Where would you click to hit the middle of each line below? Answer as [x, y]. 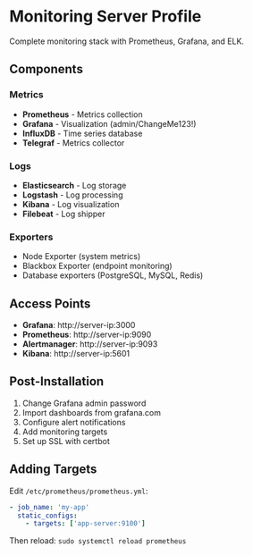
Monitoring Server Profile [105, 17]
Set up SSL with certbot [66, 441]
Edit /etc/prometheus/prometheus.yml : [79, 491]
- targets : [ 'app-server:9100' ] [85, 524]
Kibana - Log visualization [71, 204]
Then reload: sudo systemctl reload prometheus [98, 541]
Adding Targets [53, 470]
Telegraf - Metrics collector [73, 143]
